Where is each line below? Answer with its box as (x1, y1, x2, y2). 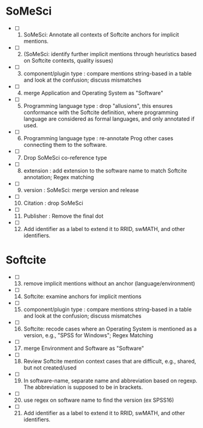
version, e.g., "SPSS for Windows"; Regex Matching (23, 331, 153, 339)
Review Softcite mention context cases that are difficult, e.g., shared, (23, 357, 196, 365)
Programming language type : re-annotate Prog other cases (23, 134, 174, 141)
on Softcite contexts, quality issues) (23, 57, 114, 64)
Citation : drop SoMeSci (23, 199, 83, 207)
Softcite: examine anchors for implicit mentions (23, 293, 142, 300)
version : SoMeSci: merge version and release (23, 186, 139, 193)
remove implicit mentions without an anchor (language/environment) (23, 279, 196, 287)
